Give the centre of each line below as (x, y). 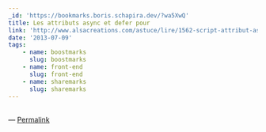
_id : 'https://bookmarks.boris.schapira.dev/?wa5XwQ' (99, 15)
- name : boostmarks (55, 52)
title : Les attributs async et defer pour (79, 23)
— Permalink (29, 120)
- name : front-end (53, 67)
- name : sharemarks (55, 81)
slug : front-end (56, 74)
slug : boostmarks (58, 60)
